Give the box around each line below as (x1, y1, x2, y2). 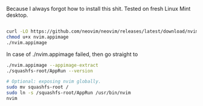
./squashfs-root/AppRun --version (6, 67, 94, 74)
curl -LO (6, 28, 28, 34)
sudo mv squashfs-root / (6, 84, 69, 90)
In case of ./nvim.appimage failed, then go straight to (6, 51, 138, 58)
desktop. (6, 11, 28, 19)
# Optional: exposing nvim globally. (6, 78, 101, 85)
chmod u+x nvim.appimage (6, 34, 69, 40)
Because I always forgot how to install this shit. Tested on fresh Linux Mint (6, 5, 191, 12)
